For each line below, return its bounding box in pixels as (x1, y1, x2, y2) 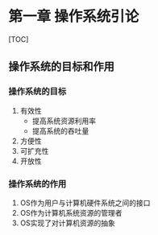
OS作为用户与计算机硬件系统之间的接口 (19, 198, 151, 208)
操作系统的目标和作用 (8, 60, 114, 73)
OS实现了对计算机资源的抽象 (19, 218, 115, 228)
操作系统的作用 (8, 178, 67, 189)
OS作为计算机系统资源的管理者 (19, 208, 123, 217)
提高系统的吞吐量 (31, 126, 89, 135)
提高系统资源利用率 (31, 116, 97, 126)
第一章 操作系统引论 (8, 7, 139, 26)
